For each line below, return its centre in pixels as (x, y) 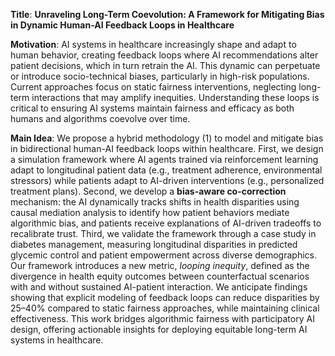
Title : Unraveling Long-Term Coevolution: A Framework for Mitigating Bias (167, 14)
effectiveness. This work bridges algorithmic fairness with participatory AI (162, 318)
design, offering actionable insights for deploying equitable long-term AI (159, 329)
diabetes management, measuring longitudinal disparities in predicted (154, 244)
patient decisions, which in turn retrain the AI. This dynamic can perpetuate (165, 65)
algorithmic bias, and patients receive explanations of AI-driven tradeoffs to (166, 223)
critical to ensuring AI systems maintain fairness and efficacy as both (152, 108)
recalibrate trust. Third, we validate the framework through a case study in (163, 233)
